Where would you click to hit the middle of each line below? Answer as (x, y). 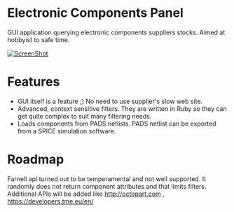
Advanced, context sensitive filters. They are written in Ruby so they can (122, 108)
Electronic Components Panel (95, 13)
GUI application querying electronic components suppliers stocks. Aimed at (116, 32)
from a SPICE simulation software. (67, 131)
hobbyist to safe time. (39, 39)
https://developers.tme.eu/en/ (50, 201)
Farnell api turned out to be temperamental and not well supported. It (107, 179)
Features (34, 82)
